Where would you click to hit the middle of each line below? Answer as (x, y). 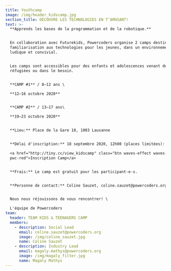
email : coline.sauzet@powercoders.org (60, 232)
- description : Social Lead (44, 227)
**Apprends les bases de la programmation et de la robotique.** (81, 29)
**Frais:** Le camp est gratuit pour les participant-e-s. (74, 172)
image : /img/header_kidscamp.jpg (41, 15)
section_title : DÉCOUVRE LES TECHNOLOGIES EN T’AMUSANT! (67, 19)
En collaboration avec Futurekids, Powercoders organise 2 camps (81, 43)
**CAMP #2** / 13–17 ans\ (37, 107)
